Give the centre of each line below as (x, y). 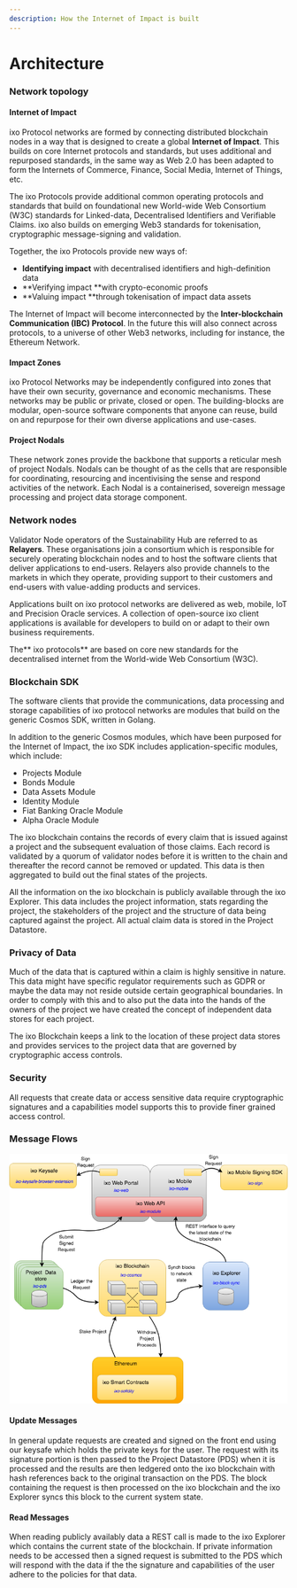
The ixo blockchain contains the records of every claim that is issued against (148, 837)
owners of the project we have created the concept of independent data (141, 1009)
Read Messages (39, 1517)
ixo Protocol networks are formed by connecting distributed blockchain (139, 132)
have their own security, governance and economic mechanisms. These (140, 392)
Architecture (57, 63)
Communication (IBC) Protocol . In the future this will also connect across (143, 323)
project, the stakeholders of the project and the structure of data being (138, 911)
